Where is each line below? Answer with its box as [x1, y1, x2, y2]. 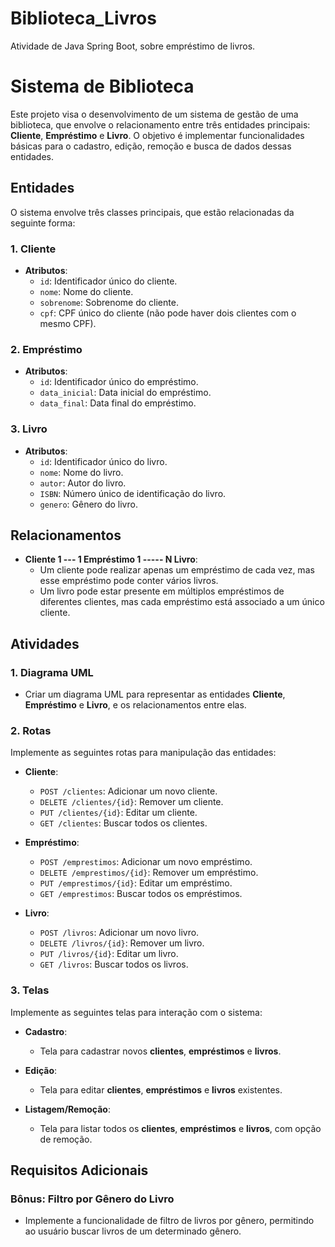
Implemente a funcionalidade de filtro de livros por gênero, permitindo [24, 1215, 315, 1227]
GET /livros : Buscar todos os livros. [39, 958, 189, 971]
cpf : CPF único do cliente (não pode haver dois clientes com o [39, 307, 297, 319]
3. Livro [10, 422, 48, 436]
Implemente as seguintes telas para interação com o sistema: [10, 1006, 263, 1018]
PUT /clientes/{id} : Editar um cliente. [39, 807, 198, 819]
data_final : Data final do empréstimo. [39, 397, 197, 409]
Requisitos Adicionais [10, 1162, 149, 1179]
